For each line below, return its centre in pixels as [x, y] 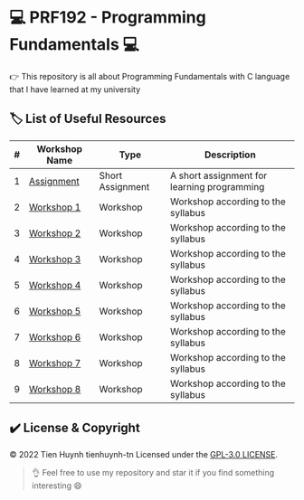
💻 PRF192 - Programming [108, 18]
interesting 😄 [57, 486]
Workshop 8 [55, 389]
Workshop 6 [55, 337]
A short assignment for [219, 175]
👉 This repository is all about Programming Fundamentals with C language [150, 76]
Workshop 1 [55, 207]
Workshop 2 [55, 233]
